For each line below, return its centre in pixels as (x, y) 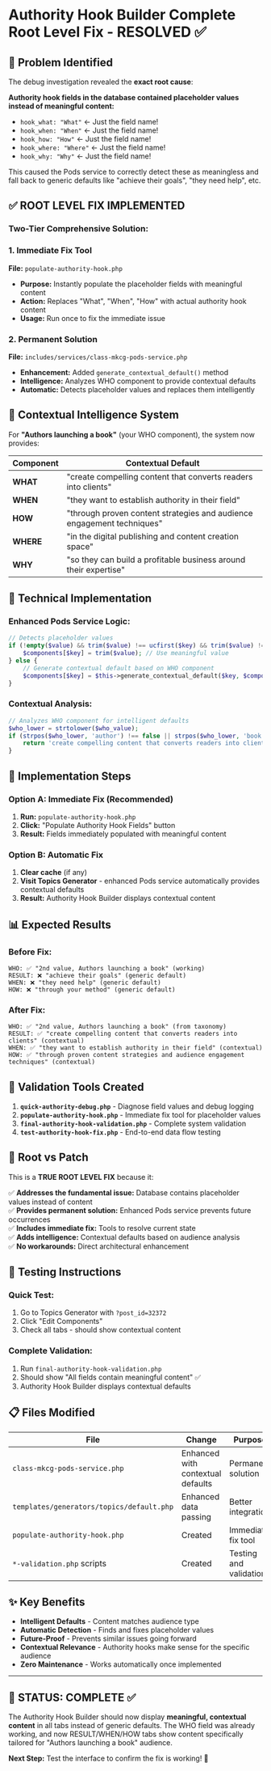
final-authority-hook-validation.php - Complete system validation (133, 1123)
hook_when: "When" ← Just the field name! (89, 130)
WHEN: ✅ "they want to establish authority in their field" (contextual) (136, 1048)
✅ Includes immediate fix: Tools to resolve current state (102, 1228)
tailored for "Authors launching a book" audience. (91, 1743)
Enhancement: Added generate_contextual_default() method (124, 372)
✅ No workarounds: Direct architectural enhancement (99, 1246)
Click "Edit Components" (61, 1321)
